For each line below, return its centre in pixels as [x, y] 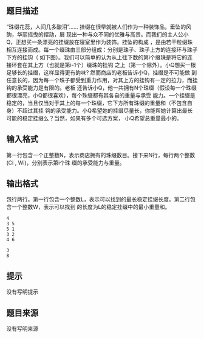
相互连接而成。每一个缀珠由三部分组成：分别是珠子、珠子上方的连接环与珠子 [102, 49]
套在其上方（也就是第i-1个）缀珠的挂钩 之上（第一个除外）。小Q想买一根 [106, 65]
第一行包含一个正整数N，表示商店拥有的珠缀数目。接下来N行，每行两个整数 [101, 155]
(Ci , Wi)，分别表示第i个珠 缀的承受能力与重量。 [66, 163]
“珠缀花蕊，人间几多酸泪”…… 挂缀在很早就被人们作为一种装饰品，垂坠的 [96, 27]
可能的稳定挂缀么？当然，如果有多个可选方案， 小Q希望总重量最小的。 [94, 118]
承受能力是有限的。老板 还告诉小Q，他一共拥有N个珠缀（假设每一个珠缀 [107, 88]
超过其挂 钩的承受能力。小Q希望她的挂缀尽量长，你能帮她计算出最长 [107, 110]
